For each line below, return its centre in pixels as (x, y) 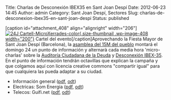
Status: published (111, 18)
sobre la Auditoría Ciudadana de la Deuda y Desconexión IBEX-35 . (93, 55)
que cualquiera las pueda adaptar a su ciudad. (54, 71)
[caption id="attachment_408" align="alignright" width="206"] (71, 28)
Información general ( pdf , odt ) (44, 81)
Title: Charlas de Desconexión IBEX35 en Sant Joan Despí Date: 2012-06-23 (86, 7)
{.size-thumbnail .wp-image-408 (114, 33)
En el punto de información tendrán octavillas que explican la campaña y (82, 60)
